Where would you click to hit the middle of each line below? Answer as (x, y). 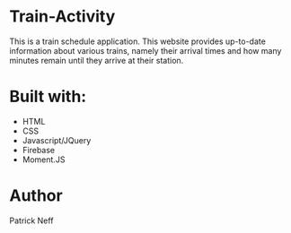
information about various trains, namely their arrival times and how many (145, 50)
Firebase (39, 150)
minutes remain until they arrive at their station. (97, 60)
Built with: (48, 97)
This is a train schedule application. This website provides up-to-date (138, 41)
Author (36, 196)
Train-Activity (62, 17)
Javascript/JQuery (57, 140)
